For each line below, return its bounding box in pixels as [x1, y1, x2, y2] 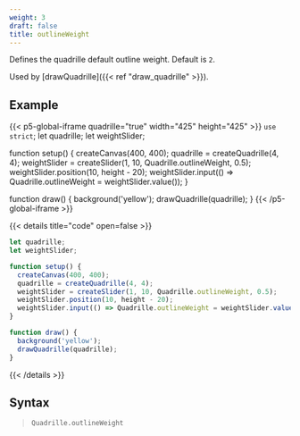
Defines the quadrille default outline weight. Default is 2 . [9, 54, 216, 65]
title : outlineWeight [9, 29, 90, 38]
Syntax [9, 395, 50, 410]
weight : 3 [9, 13, 46, 22]
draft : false [9, 21, 58, 30]
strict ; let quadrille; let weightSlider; [9, 130, 146, 141]
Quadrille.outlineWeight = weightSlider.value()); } [9, 176, 189, 188]
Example [9, 97, 59, 113]
